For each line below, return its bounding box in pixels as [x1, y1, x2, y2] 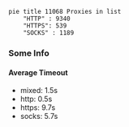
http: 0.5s [19, 94, 53, 104]
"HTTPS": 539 [23, 22, 67, 30]
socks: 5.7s [19, 112, 58, 121]
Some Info [8, 47, 50, 58]
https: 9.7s [19, 103, 56, 112]
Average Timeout [8, 67, 68, 77]
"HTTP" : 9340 [23, 15, 71, 23]
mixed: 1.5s [19, 86, 58, 95]
